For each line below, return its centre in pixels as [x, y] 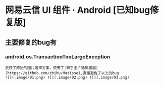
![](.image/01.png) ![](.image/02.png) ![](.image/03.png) [67, 77]
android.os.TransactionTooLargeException [58, 56]
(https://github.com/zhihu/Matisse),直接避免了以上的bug [62, 73]
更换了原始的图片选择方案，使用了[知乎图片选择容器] [52, 68]
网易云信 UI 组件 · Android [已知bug [78, 10]
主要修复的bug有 [31, 42]
